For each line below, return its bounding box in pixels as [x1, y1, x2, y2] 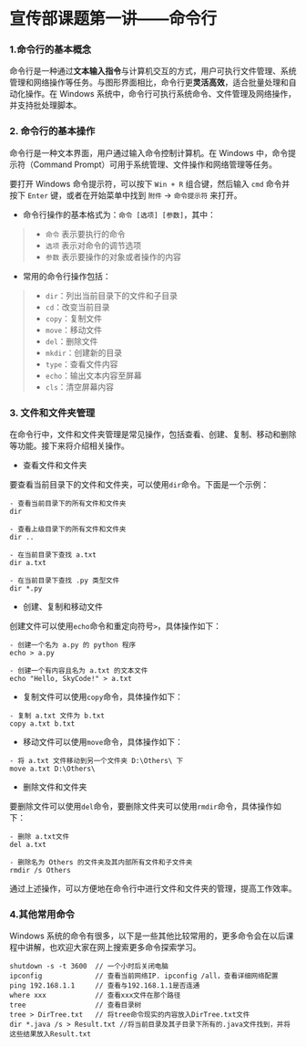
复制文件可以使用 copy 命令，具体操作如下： [22, 691, 184, 703]
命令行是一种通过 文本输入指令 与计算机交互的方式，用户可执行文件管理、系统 [9, 66, 297, 77]
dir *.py [9, 584, 43, 593]
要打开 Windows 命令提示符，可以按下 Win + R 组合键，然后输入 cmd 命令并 [9, 178, 291, 189]
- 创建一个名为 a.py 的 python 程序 [9, 641, 137, 650]
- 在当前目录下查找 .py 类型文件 [9, 576, 120, 585]
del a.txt [9, 841, 47, 850]
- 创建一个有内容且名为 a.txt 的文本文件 [9, 666, 148, 675]
